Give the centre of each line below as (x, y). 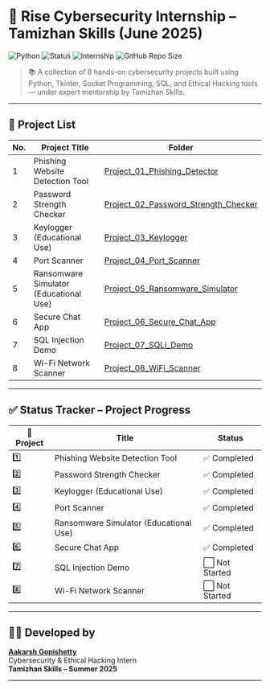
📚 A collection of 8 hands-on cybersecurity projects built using (133, 72)
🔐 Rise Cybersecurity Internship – (123, 16)
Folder (181, 147)
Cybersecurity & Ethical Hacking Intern (72, 660)
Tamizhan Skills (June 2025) (106, 33)
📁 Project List (42, 125)
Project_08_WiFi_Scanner (152, 367)
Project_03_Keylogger (146, 237)
